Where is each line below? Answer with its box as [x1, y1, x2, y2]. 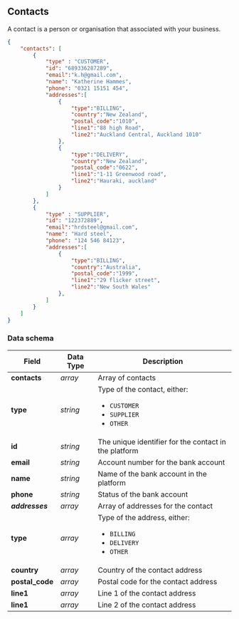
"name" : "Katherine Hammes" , [45, 78, 132, 85]
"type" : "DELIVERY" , [70, 151, 129, 158]
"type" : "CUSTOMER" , [45, 58, 110, 66]
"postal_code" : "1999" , [70, 270, 139, 277]
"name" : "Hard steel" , [45, 231, 113, 238]
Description [142, 356, 184, 366]
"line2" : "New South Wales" [70, 284, 152, 291]
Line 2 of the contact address [97, 600, 196, 610]
